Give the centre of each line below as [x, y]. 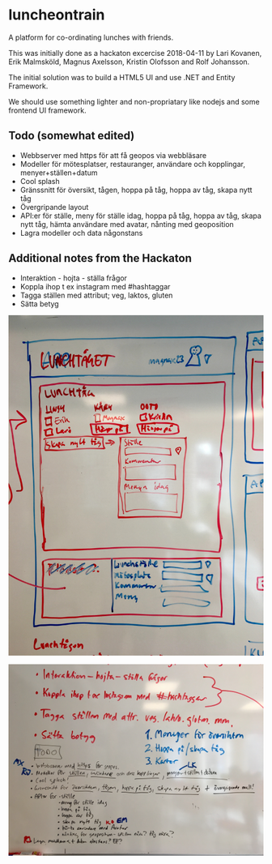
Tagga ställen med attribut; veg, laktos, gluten [96, 295]
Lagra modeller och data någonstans [81, 233]
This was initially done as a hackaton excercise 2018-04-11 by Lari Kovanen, [135, 53]
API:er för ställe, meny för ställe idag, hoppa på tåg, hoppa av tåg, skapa [140, 216]
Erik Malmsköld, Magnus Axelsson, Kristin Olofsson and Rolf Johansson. [129, 62]
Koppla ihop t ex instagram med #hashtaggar [95, 286]
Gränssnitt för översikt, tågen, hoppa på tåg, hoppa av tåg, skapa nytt [136, 190]
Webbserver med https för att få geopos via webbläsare [113, 155]
